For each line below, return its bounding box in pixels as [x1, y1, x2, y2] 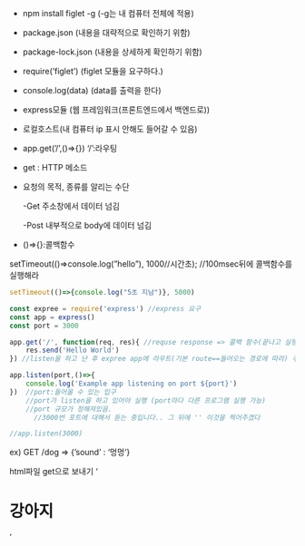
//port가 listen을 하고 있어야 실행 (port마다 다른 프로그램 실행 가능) [25, 395, 266, 405]
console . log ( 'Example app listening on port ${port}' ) [25, 379, 238, 388]
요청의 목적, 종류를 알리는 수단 [22, 181, 130, 192]
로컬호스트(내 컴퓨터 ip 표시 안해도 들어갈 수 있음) [22, 123, 198, 134]
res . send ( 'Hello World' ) [25, 346, 120, 356]
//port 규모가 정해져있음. [25, 405, 113, 414]
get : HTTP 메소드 [22, 162, 88, 172]
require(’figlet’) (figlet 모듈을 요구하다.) [22, 66, 163, 76]
